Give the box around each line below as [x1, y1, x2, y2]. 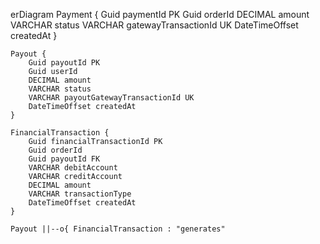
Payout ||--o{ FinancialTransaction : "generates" [10, 224, 226, 234]
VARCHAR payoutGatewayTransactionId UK [28, 93, 195, 103]
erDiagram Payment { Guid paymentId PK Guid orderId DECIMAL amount [10, 9, 310, 20]
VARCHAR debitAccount [28, 163, 118, 173]
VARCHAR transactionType [28, 189, 132, 199]
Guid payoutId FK [28, 154, 101, 164]
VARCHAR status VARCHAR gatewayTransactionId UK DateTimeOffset [10, 19, 299, 31]
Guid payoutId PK [28, 58, 101, 68]
